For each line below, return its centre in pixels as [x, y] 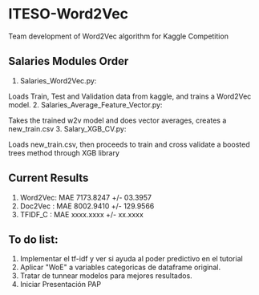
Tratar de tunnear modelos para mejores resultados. [106, 276]
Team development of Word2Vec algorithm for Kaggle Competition [118, 36]
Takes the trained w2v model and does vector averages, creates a [117, 120]
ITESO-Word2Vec [69, 14]
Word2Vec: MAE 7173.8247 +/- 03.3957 [86, 197]
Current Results [49, 178]
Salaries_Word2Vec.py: [58, 80]
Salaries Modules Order [69, 61]
